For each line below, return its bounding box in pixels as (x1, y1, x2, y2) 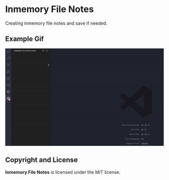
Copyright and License (5, 156, 78, 164)
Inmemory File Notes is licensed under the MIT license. (5, 169, 121, 175)
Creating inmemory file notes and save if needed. (5, 20, 108, 26)
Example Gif (5, 35, 44, 43)
